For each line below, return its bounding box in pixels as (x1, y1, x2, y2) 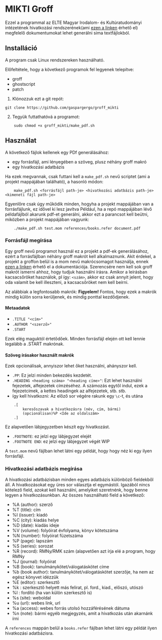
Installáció (5, 44, 38, 52)
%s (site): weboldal (12, 595, 51, 600)
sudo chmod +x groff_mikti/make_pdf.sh (14, 123, 95, 128)
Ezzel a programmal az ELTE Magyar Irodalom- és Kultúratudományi (5, 20, 142, 25)
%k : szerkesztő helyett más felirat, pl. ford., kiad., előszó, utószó (12, 584, 143, 590)
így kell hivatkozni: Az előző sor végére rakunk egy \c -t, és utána (12, 393, 143, 399)
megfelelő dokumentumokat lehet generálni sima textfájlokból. (5, 30, 130, 36)
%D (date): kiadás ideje (12, 522, 60, 528)
